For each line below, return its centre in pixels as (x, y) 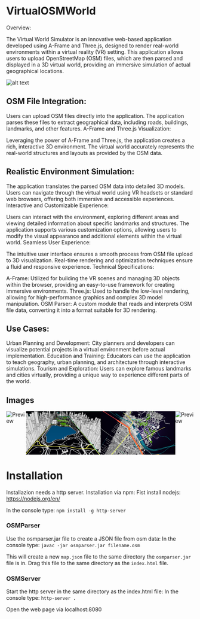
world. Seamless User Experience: (49, 242)
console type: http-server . (41, 598)
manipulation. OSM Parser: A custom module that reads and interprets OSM (99, 304)
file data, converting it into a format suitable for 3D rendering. (81, 310)
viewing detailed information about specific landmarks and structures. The (98, 223)
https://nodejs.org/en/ (33, 499)
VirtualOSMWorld (51, 11)
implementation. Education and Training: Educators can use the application (99, 356)
